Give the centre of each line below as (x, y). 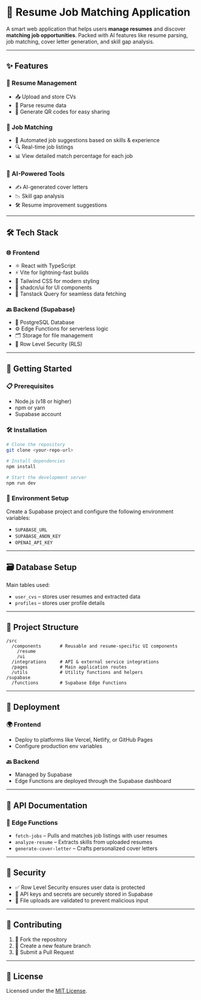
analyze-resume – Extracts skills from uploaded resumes (83, 842)
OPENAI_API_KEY (34, 543)
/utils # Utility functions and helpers (77, 673)
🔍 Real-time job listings (44, 147)
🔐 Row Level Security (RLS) (48, 344)
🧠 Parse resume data (41, 105)
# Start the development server (46, 477)
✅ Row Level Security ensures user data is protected (80, 887)
